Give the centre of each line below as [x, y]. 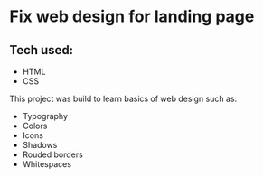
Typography [45, 116]
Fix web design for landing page [132, 17]
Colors [35, 126]
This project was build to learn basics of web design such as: [123, 98]
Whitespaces [47, 164]
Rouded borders [52, 154]
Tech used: [42, 50]
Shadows [40, 145]
